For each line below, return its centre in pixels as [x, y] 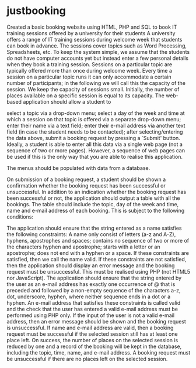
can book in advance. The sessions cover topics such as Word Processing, [97, 46]
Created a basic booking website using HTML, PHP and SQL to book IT [92, 27]
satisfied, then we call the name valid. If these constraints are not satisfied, [97, 259]
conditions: [20, 217]
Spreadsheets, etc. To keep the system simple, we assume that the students [98, 52]
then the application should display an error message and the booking [91, 265]
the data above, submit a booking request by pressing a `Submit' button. [93, 138]
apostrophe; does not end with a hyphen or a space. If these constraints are [98, 253]
